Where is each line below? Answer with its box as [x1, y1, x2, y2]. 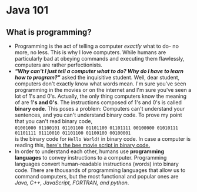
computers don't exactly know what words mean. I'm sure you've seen [14, 80, 186, 87]
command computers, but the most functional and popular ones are [14, 173, 179, 180]
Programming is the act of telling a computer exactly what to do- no [14, 42, 179, 49]
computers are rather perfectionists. [14, 61, 103, 68]
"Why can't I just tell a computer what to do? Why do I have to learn [14, 68, 184, 74]
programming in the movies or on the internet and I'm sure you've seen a [14, 87, 192, 93]
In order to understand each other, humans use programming [14, 148, 165, 155]
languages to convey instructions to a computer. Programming [14, 154, 167, 161]
